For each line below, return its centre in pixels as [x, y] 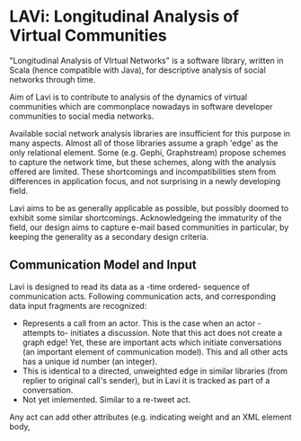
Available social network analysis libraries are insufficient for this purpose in [150, 133]
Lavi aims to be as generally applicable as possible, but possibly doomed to [149, 207]
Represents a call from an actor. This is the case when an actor [139, 323]
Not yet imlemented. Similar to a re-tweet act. [106, 399]
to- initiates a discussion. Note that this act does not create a [170, 332]
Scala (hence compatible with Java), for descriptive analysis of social [138, 70]
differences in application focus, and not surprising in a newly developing [145, 181]
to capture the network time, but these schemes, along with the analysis [143, 162]
